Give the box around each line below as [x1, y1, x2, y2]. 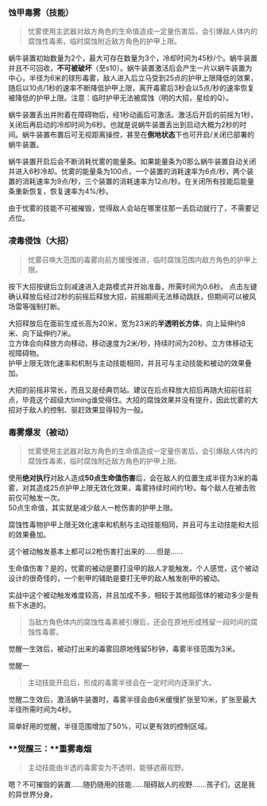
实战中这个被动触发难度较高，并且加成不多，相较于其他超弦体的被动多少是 [8, 590, 252, 599]
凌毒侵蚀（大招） [8, 235, 74, 246]
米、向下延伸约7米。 [8, 328, 75, 338]
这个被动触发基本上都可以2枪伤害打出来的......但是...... [8, 546, 183, 556]
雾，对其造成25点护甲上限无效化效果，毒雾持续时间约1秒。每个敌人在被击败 [8, 482, 257, 492]
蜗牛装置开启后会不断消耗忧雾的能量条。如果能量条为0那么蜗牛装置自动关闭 [8, 157, 257, 166]
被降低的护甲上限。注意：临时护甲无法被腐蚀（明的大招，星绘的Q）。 [8, 93, 233, 103]
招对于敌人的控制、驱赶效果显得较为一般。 [8, 405, 148, 414]
